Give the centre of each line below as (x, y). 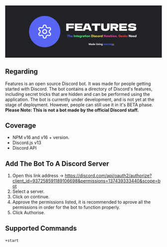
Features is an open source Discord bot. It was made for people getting (78, 83)
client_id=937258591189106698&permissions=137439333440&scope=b (86, 181)
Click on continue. (31, 197)
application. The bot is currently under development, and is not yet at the (80, 99)
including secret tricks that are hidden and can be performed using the (78, 94)
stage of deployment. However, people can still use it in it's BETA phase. (79, 104)
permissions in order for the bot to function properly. (66, 207)
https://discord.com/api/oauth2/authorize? (108, 176)
